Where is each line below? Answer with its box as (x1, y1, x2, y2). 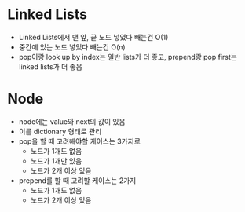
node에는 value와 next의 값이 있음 (18, 116, 126, 126)
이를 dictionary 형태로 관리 (18, 126, 102, 136)
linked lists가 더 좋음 (18, 61, 83, 71)
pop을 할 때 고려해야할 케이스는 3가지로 (18, 136, 141, 146)
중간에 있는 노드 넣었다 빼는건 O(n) (18, 42, 126, 52)
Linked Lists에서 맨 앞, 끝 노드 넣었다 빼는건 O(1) (18, 32, 169, 42)
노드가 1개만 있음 (30, 155, 82, 166)
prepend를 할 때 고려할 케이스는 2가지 (18, 175, 137, 185)
